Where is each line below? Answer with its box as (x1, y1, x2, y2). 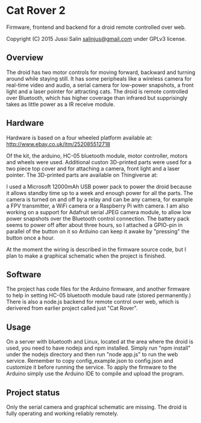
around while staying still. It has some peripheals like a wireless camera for (6, 75, 192, 82)
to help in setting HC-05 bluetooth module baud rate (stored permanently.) (6, 292, 191, 299)
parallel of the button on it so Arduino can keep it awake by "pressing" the (6, 227, 190, 235)
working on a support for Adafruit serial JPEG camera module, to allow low (6, 208, 191, 215)
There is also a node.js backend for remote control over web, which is (6, 298, 179, 306)
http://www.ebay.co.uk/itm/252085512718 (6, 140, 111, 147)
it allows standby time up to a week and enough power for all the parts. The (6, 189, 194, 196)
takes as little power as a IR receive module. (6, 100, 116, 108)
